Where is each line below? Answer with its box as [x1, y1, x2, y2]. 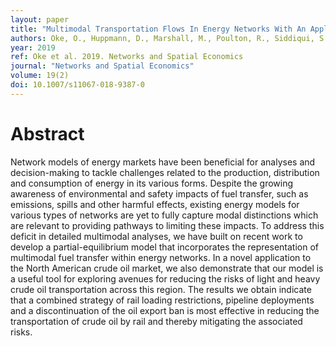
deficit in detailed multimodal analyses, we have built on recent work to [10, 230, 303, 242]
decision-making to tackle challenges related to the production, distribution [10, 166, 320, 178]
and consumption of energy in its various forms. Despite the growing [10, 177, 294, 189]
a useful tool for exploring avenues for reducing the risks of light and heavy [10, 272, 321, 285]
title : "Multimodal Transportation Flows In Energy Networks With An [10, 24, 307, 34]
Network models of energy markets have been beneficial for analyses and [10, 156, 316, 168]
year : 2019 [10, 42, 56, 53]
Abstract [10, 122, 85, 145]
